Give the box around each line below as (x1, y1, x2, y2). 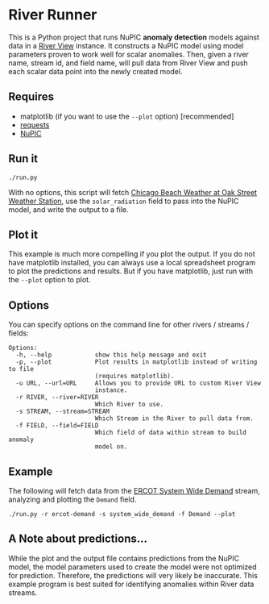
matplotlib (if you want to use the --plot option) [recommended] (19, 111, 234, 121)
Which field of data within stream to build (94, 429, 247, 437)
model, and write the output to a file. (8, 204, 129, 215)
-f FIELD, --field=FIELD (15, 422, 99, 430)
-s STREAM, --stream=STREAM (15, 407, 110, 416)
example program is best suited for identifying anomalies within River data (8, 579, 255, 589)
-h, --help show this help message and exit (15, 351, 207, 360)
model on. (94, 443, 128, 451)
